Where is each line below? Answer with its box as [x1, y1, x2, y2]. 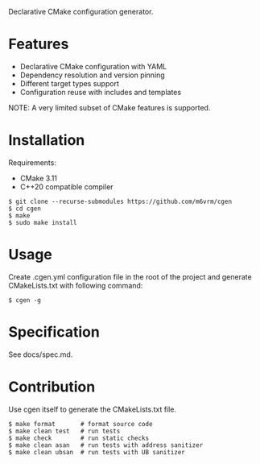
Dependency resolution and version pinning [19, 70, 165, 80]
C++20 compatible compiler [19, 181, 114, 192]
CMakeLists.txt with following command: [8, 280, 143, 290]
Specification [8, 323, 101, 341]
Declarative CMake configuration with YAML [19, 61, 167, 71]
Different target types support [19, 78, 119, 88]
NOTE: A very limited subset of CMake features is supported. [8, 102, 211, 112]
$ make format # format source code [8, 420, 153, 428]
